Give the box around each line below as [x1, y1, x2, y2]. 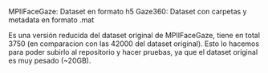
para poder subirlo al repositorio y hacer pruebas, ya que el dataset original [8, 48, 258, 56]
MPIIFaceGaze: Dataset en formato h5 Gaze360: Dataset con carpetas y [8, 7, 247, 16]
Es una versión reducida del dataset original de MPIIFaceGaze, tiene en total [8, 31, 261, 40]
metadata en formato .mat [8, 15, 95, 25]
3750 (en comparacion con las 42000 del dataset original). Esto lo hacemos [8, 39, 259, 48]
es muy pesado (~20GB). [8, 56, 91, 65]
